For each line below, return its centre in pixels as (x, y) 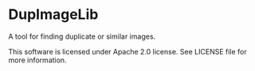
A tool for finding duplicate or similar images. (82, 36)
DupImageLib (53, 15)
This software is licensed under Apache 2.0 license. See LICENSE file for (127, 51)
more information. (37, 60)
